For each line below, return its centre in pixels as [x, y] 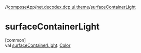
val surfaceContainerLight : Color [38, 45]
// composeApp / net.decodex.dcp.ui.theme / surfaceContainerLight [70, 7]
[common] [15, 40]
